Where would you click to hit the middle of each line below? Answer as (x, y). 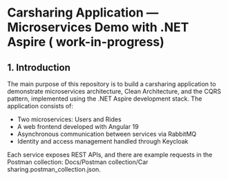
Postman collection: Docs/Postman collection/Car (78, 162)
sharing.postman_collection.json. (54, 169)
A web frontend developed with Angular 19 (78, 127)
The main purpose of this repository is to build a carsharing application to (112, 84)
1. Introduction (39, 67)
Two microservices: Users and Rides (69, 119)
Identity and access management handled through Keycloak (103, 141)
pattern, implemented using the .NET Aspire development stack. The (105, 99)
